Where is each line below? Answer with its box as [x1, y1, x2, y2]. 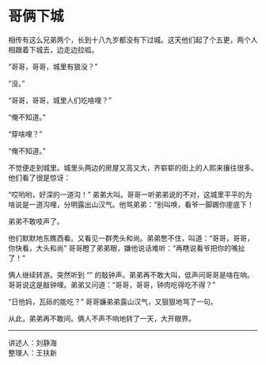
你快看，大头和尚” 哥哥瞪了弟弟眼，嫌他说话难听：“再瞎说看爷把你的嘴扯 [8, 243, 245, 252]
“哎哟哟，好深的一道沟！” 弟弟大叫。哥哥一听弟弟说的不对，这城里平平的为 [8, 190, 253, 199]
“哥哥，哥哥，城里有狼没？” [8, 61, 98, 71]
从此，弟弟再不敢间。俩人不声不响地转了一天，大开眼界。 [8, 313, 196, 323]
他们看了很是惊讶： [8, 172, 71, 182]
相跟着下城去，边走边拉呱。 [8, 44, 99, 54]
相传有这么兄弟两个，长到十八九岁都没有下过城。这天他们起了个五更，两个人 [8, 35, 258, 44]
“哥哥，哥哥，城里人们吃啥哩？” [8, 95, 112, 105]
